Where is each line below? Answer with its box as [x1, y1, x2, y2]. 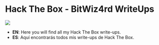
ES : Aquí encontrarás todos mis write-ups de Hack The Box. [12, 34, 134, 40]
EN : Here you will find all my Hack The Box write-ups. [12, 29, 121, 35]
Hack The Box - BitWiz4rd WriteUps [5, 3, 155, 15]
